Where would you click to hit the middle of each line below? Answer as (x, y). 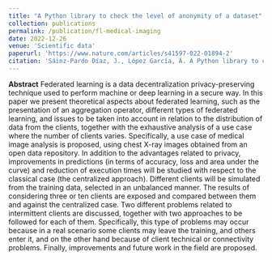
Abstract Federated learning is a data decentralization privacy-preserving (132, 84)
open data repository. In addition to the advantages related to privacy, (125, 153)
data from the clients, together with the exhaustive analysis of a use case (130, 127)
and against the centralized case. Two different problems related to (120, 204)
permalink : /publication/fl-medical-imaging (85, 31)
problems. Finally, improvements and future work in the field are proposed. (133, 247)
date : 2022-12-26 (38, 38)
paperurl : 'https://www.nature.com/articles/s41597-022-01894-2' (121, 53)
